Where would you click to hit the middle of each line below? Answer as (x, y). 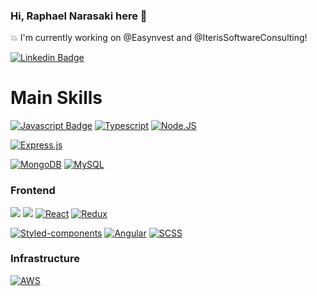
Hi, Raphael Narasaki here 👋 (79, 16)
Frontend (33, 191)
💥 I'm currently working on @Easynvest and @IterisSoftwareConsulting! (159, 38)
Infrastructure (45, 259)
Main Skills (56, 98)
